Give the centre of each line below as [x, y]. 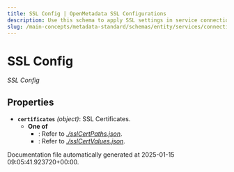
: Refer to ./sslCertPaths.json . [80, 134]
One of [38, 127]
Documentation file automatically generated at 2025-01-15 [91, 155]
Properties [31, 102]
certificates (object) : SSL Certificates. [74, 119]
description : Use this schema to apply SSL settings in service [102, 20]
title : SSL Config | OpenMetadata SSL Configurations [87, 14]
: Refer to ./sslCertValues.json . [81, 141]
